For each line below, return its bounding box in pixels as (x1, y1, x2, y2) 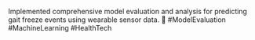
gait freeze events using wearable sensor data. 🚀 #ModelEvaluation (8, 15, 226, 24)
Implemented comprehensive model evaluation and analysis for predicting (8, 7, 247, 16)
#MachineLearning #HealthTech (8, 24, 112, 32)
